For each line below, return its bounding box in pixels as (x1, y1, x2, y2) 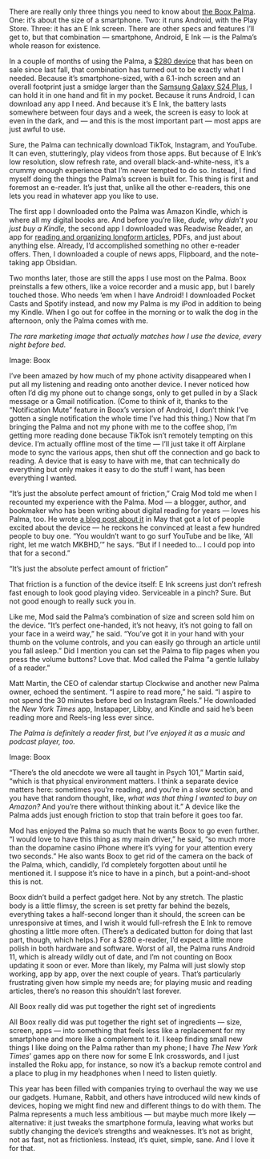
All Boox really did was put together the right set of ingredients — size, (9, 1017, 243, 1027)
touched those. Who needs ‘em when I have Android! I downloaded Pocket (9, 290, 256, 300)
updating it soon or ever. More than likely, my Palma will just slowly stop (9, 961, 246, 970)
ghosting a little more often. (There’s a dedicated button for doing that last (9, 927, 253, 936)
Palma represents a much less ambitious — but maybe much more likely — (9, 1109, 256, 1119)
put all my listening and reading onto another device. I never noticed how (9, 380, 250, 389)
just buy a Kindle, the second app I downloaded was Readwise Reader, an (9, 224, 253, 233)
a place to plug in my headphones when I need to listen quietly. (9, 1068, 218, 1077)
